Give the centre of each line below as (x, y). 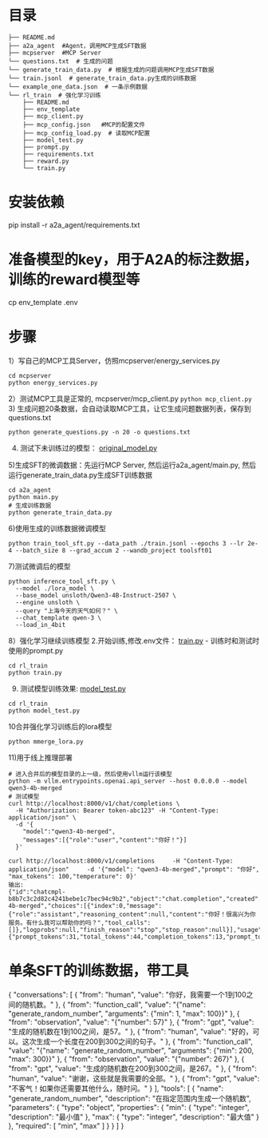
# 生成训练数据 (30, 506)
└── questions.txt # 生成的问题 (61, 61)
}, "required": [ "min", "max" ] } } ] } (66, 1125)
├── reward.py (46, 161)
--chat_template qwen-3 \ (59, 618)
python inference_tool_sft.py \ (62, 581)
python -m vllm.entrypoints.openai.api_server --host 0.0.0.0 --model (128, 781)
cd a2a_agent (30, 490)
